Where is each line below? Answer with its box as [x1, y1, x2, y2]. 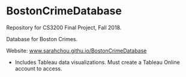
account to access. [14, 64, 62, 72]
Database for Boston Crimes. [6, 35, 78, 42]
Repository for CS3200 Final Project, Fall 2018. [6, 24, 122, 31]
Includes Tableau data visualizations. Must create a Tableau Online [14, 58, 180, 66]
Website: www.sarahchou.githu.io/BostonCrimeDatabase [6, 47, 147, 54]
